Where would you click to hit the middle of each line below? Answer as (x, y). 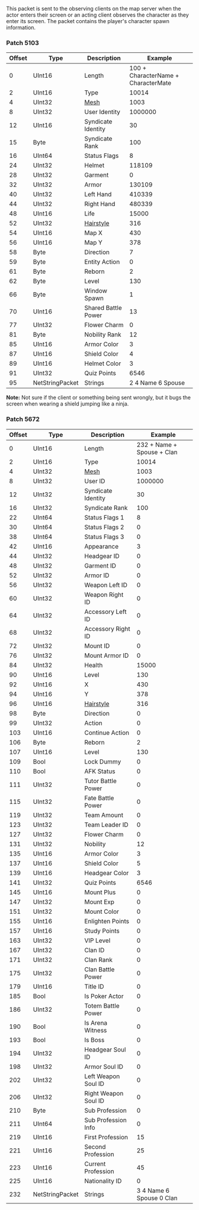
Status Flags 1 (104, 517)
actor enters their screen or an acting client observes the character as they (98, 15)
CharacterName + (154, 75)
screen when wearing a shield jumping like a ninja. (68, 404)
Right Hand (100, 204)
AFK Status (100, 771)
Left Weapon (102, 1076)
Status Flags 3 (104, 537)
